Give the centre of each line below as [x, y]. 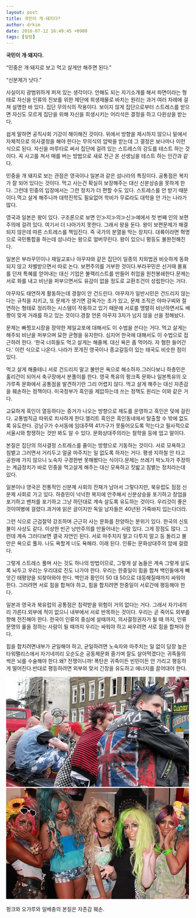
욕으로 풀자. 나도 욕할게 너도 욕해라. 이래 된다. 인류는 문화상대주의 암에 [97, 543]
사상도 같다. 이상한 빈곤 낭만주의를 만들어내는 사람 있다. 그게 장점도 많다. [99, 529]
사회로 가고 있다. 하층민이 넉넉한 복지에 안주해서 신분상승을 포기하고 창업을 [102, 495]
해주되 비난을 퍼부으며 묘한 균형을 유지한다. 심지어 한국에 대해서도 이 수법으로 [94, 335]
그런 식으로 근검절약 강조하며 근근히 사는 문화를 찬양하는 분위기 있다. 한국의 [92, 522]
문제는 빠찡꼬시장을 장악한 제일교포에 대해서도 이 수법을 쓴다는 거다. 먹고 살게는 [97, 328]
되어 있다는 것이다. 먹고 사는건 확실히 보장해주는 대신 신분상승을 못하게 [99, 183]
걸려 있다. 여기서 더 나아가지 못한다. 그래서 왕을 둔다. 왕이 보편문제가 [99, 225]
